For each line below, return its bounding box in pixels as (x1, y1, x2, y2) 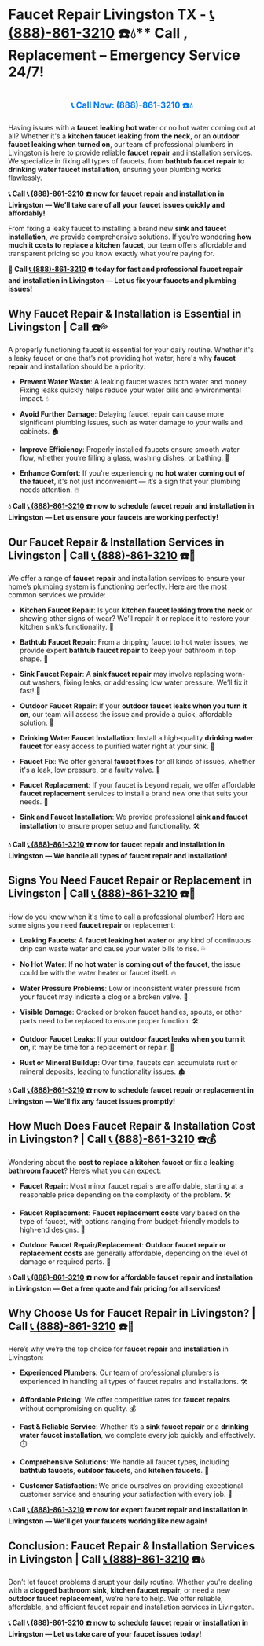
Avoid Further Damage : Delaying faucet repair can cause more (19, 410, 225, 419)
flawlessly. (8, 173, 42, 182)
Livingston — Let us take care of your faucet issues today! (8, 1629, 202, 1639)
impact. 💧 (19, 394, 49, 403)
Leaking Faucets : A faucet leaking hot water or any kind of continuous (19, 935, 251, 945)
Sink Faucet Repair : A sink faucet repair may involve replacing (19, 670, 225, 678)
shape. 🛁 (19, 654, 49, 663)
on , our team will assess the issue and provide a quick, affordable (19, 710, 233, 718)
